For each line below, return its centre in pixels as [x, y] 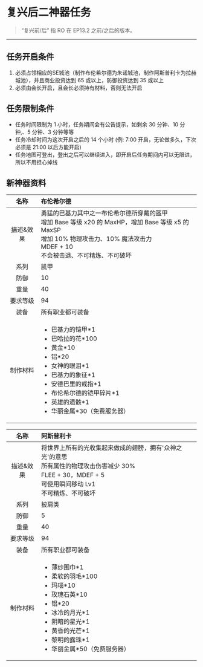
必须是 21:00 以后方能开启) [48, 147]
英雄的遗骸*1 [70, 402]
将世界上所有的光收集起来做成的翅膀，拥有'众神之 [112, 448]
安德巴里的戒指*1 [76, 384]
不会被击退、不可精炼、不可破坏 [86, 256]
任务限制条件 [30, 109]
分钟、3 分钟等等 [53, 132]
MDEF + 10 [57, 247]
